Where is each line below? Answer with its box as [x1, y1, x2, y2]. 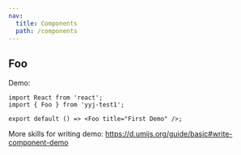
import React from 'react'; [8, 94, 104, 102]
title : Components [15, 19, 78, 27]
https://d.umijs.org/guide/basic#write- [104, 129, 233, 139]
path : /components [15, 27, 78, 35]
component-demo [8, 138, 69, 148]
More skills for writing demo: [8, 129, 104, 139]
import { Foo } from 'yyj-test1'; [8, 101, 125, 109]
